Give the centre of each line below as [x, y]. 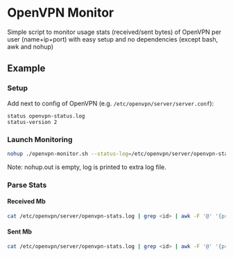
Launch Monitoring [40, 139]
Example [26, 68]
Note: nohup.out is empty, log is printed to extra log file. [87, 167]
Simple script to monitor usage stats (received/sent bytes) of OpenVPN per [114, 32]
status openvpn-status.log [46, 116]
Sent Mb [20, 232]
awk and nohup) [31, 46]
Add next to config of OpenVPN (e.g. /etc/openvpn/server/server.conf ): [111, 103]
